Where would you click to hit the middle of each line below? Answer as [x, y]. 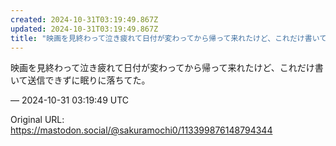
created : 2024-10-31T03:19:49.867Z [84, 19]
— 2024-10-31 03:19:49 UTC [70, 100]
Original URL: [37, 120]
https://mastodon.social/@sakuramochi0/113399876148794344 [141, 130]
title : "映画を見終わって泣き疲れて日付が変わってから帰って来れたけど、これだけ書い [165, 38]
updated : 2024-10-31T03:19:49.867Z [84, 29]
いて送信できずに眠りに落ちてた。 [80, 80]
